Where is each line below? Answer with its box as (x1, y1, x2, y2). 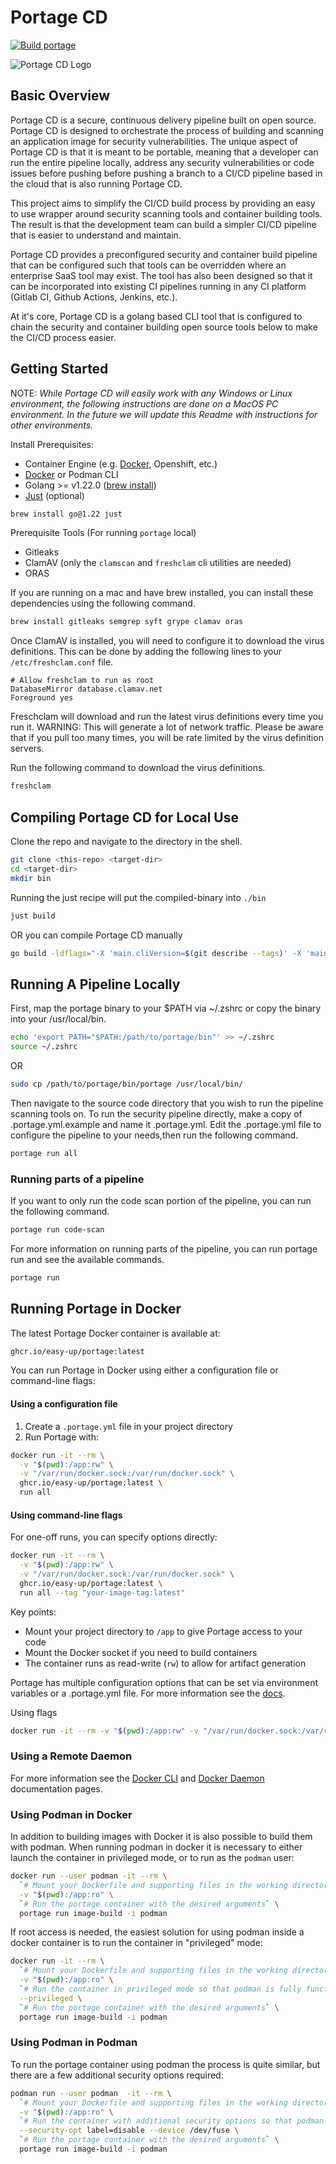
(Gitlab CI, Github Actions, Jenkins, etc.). (10, 291, 178, 303)
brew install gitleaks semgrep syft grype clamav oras (10, 617, 244, 627)
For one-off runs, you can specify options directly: (10, 1531, 218, 1543)
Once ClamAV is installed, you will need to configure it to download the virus (10, 635, 325, 647)
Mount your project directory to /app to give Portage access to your (24, 1625, 303, 1637)
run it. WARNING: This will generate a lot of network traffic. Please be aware (10, 721, 324, 733)
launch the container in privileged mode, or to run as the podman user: (10, 1852, 295, 1864)
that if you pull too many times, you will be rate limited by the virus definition (10, 732, 324, 744)
